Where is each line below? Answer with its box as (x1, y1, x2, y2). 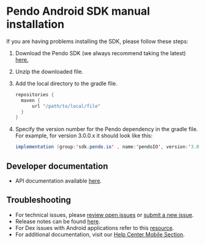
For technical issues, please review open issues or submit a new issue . (15, 211, 194, 218)
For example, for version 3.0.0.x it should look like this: (15, 132, 153, 139)
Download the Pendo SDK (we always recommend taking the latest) (15, 49, 186, 56)
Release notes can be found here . (15, 218, 101, 225)
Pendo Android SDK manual (6, 4, 151, 18)
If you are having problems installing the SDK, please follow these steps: (6, 37, 188, 45)
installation (6, 17, 65, 31)
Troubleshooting (6, 195, 72, 205)
